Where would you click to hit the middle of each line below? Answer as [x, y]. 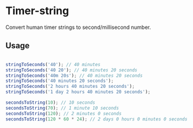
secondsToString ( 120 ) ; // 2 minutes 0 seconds [64, 113]
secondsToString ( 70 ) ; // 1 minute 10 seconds [62, 108]
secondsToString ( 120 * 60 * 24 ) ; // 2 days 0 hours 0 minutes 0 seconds [96, 119]
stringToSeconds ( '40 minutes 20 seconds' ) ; [60, 81]
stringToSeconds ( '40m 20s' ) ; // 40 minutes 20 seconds [74, 76]
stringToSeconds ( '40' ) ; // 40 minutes [53, 64]
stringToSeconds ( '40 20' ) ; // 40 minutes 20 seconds [71, 70]
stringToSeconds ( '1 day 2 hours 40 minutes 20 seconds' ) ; [78, 92]
